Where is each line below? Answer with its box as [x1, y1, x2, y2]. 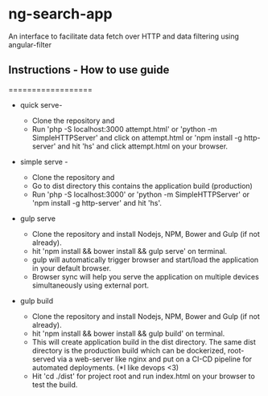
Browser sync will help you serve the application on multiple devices [31, 271, 259, 281]
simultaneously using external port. [31, 280, 150, 290]
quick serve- [19, 100, 63, 109]
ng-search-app [8, 5, 113, 23]
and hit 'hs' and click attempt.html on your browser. [57, 141, 228, 151]
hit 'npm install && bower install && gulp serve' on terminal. [31, 246, 228, 255]
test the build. [31, 379, 78, 390]
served [31, 354, 56, 364]
